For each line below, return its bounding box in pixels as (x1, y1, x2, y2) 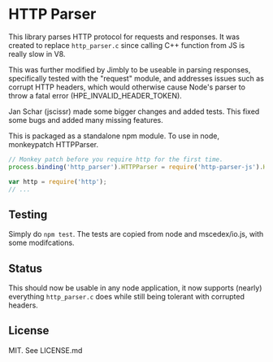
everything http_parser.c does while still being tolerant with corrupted (8, 292, 245, 302)
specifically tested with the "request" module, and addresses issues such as (8, 73, 264, 83)
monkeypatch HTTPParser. (8, 139, 99, 149)
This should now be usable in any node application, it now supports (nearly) (8, 283, 262, 293)
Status (8, 261, 43, 275)
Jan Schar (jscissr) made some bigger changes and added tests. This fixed (8, 107, 260, 116)
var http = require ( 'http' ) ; (8, 177, 107, 185)
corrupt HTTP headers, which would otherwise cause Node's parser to (8, 82, 246, 92)
